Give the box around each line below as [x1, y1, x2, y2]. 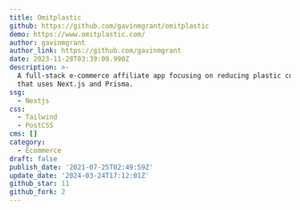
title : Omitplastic [9, 13, 82, 22]
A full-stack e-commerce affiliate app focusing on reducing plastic [17, 71, 281, 80]
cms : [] [9, 130, 38, 139]
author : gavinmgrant [9, 38, 87, 47]
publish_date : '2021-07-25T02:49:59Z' [9, 163, 154, 172]
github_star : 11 [9, 180, 70, 189]
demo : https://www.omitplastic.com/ [9, 29, 146, 38]
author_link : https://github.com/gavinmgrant [9, 46, 181, 55]
